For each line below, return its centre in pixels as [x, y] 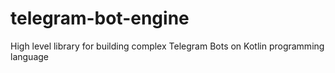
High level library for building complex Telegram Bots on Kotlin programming [167, 46]
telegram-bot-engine [100, 18]
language [29, 56]
